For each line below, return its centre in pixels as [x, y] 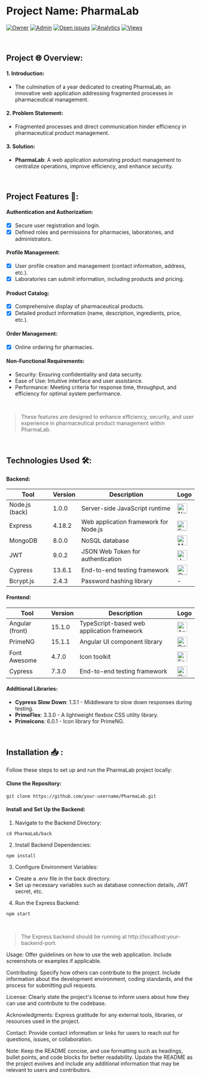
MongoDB [23, 540]
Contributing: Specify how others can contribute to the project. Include [93, 973]
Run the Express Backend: [47, 903]
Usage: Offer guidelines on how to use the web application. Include [89, 955]
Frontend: [19, 597]
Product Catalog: [28, 293]
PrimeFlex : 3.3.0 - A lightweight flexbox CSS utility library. [86, 715]
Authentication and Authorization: [50, 212]
